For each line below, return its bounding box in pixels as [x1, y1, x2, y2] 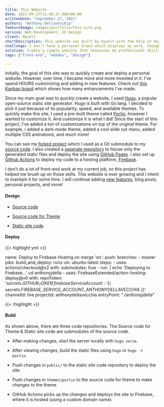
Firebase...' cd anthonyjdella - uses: [5, 270, 77, 276]
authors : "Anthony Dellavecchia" [5, 21, 73, 26]
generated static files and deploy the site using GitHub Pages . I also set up [5, 151, 155, 157]
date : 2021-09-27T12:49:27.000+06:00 [5, 12, 82, 17]
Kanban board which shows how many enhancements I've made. [5, 86, 136, 92]
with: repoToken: [29, 275, 62, 281]
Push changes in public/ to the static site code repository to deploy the [12, 362, 156, 368]
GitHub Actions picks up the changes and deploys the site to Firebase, [12, 391, 154, 397]
